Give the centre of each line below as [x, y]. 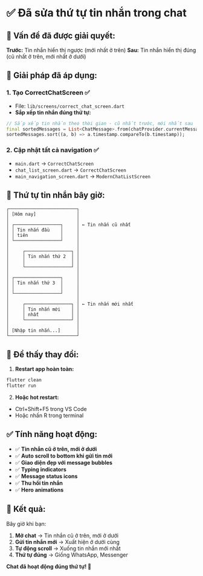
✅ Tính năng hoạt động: [52, 434]
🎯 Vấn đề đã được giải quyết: [61, 35]
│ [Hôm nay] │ [43, 215]
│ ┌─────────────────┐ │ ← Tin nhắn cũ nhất [69, 225]
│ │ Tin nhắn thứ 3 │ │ [43, 283]
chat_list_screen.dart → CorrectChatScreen [71, 170]
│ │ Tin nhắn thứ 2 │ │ [43, 257]
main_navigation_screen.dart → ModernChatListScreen [83, 176]
